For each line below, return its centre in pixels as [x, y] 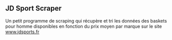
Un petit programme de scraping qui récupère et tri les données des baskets [86, 21]
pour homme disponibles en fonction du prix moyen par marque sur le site [84, 26]
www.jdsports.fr [22, 32]
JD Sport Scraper [33, 8]
